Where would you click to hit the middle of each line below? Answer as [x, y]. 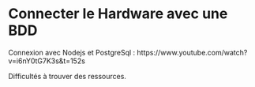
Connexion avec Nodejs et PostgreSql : [72, 52]
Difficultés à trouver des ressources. [67, 76]
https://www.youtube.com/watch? [192, 52]
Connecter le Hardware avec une [118, 14]
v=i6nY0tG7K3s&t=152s [47, 61]
